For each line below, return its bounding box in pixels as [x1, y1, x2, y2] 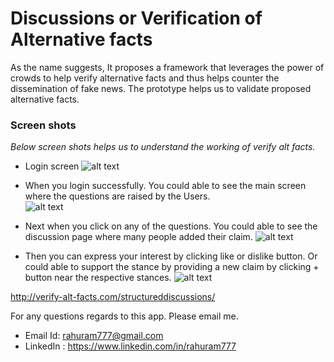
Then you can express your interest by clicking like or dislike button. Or [24, 250, 318, 262]
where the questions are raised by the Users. [24, 190, 211, 202]
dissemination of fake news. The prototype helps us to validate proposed [10, 82, 312, 94]
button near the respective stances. [24, 272, 172, 284]
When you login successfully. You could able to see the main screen [24, 180, 307, 192]
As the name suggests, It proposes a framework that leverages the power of [10, 61, 325, 73]
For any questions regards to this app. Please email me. [10, 310, 239, 322]
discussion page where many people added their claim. [24, 231, 253, 243]
